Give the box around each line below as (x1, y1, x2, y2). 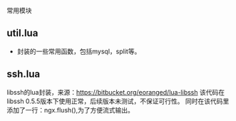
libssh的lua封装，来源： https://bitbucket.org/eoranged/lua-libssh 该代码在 (6, 88, 225, 96)
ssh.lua (6, 68, 41, 80)
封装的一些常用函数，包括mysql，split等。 (16, 47, 141, 56)
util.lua (6, 27, 39, 39)
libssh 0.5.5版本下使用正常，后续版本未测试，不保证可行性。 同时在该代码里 (6, 97, 230, 105)
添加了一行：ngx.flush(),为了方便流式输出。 (6, 105, 135, 114)
